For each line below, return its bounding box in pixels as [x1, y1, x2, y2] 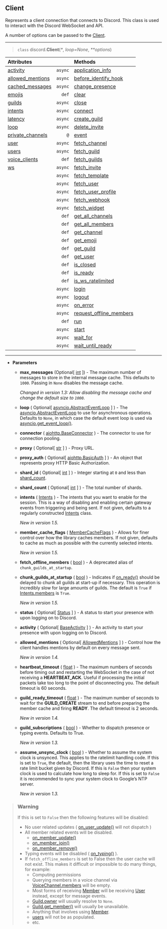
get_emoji [74, 237, 97, 244]
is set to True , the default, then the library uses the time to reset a [19, 760, 154, 766]
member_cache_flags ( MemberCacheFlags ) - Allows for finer [19, 529, 150, 535]
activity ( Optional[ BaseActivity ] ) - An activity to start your [19, 624, 144, 630]
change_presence [74, 83, 116, 90]
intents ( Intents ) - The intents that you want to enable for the [19, 494, 147, 500]
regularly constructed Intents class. [19, 510, 92, 516]
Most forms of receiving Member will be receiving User [32, 888, 146, 894]
